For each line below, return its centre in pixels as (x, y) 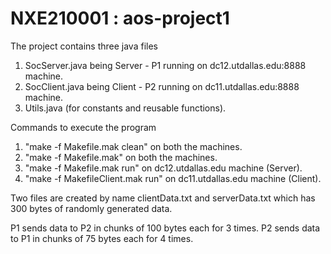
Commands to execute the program (83, 127)
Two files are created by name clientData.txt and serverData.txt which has (163, 198)
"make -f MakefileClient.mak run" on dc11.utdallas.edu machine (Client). (173, 178)
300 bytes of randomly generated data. (91, 208)
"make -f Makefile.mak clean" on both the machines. (133, 146)
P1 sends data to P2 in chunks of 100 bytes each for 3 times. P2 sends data (165, 228)
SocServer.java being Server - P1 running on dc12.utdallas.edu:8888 (165, 65)
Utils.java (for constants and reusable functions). (125, 108)
